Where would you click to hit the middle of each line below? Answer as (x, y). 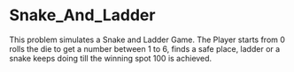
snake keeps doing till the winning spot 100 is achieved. (111, 58)
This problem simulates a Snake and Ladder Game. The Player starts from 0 (147, 40)
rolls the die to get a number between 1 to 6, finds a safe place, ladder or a (145, 48)
